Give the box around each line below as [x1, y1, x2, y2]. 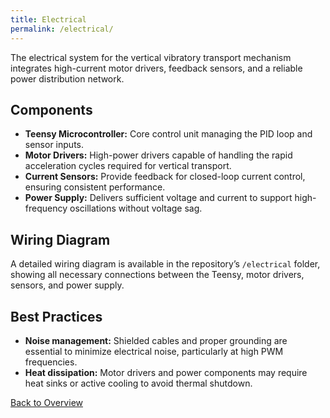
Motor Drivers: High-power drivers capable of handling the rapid [24, 149, 293, 161]
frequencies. [24, 356, 78, 368]
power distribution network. [10, 72, 125, 85]
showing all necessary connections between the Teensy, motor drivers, [10, 269, 305, 281]
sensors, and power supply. [10, 279, 125, 291]
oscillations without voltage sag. [69, 202, 203, 215]
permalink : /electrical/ [10, 24, 114, 34]
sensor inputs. [24, 139, 84, 151]
